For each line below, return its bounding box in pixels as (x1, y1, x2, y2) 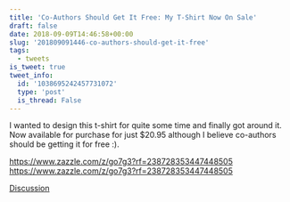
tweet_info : (9, 71, 54, 80)
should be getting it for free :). (9, 139, 120, 149)
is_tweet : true (9, 63, 66, 72)
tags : (9, 46, 29, 55)
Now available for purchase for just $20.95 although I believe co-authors (9, 130, 277, 141)
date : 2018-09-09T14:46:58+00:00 (9, 29, 134, 38)
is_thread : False (17, 95, 82, 105)
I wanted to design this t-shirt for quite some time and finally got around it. (9, 120, 283, 131)
